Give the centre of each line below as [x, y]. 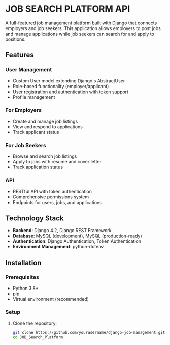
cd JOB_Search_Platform [38, 337]
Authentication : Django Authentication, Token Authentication [77, 241]
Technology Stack [35, 218]
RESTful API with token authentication [52, 191]
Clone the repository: [35, 323]
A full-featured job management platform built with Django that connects [81, 23]
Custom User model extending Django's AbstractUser [69, 81]
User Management [29, 70]
